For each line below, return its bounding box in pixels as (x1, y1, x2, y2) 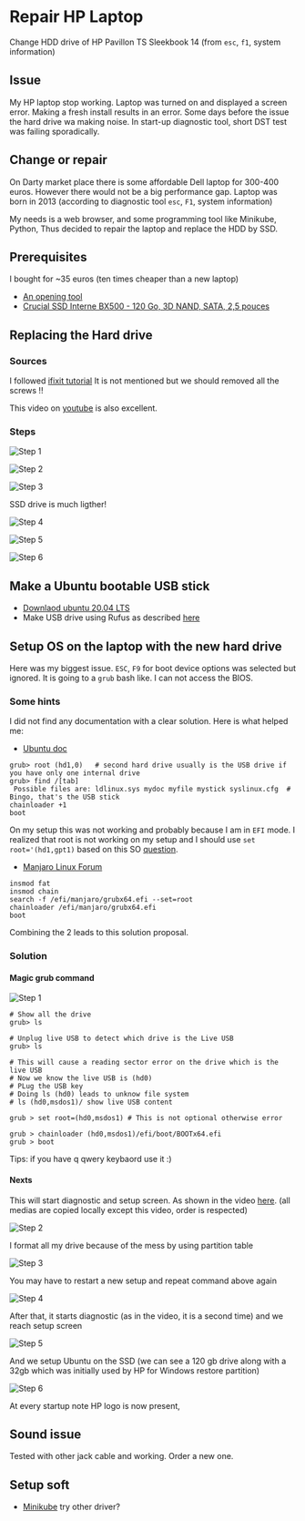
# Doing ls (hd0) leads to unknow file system (9, 1090, 189, 1099)
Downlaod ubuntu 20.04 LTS (22, 603, 130, 614)
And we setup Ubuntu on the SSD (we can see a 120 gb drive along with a (9, 1355, 287, 1366)
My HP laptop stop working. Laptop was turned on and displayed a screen (9, 97, 288, 107)
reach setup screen (9, 1320, 83, 1331)
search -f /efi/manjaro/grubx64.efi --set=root (9, 895, 194, 904)
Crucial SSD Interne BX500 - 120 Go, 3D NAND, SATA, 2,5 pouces (22, 301, 270, 311)
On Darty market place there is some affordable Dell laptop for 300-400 (9, 176, 280, 188)
